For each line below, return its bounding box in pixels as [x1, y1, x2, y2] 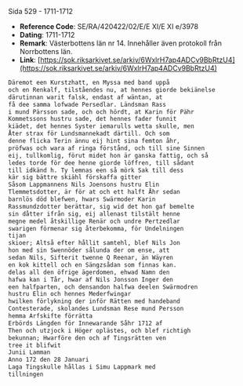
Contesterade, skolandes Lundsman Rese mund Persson [8, 305, 184, 313]
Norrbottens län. [19, 47, 73, 56]
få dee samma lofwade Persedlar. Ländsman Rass [8, 100, 167, 108]
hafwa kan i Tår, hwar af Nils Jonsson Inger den [8, 275, 174, 283]
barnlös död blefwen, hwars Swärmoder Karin [8, 195, 156, 203]
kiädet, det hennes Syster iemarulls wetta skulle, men [8, 122, 194, 130]
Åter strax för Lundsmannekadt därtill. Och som [8, 129, 170, 138]
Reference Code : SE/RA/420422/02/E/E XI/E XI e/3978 [19, 22, 198, 31]
